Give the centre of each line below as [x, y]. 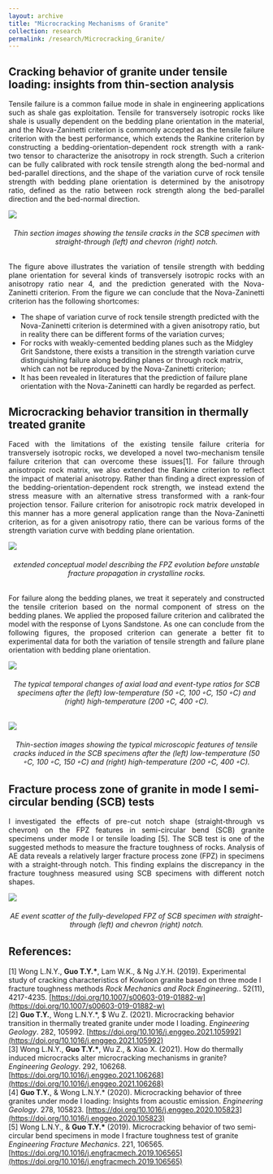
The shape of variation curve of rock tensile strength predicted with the [140, 317]
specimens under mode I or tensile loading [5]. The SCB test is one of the [136, 839]
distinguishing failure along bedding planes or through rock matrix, [132, 360]
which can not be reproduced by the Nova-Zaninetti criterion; [123, 369]
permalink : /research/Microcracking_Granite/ [87, 39]
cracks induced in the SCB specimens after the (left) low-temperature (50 [136, 753]
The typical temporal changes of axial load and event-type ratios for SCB [136, 683]
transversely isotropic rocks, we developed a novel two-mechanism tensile [136, 453]
